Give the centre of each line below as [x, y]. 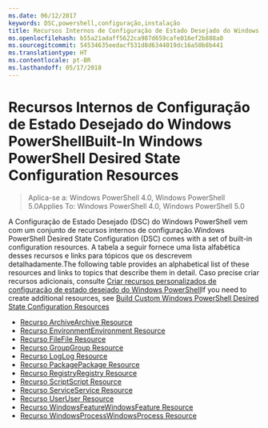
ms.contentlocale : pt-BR [50, 61]
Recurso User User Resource [67, 398]
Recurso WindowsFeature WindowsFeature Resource [106, 407]
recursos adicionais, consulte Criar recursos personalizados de [113, 281]
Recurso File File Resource [63, 339]
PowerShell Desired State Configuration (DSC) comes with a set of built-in [130, 238]
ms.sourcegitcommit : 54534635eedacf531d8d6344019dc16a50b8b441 [116, 46]
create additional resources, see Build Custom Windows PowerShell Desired [134, 298]
